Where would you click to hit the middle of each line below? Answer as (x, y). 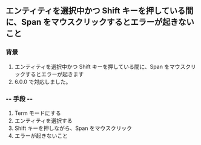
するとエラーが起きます (54, 74)
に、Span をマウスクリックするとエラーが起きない (100, 22)
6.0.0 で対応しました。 (43, 82)
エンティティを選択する (44, 120)
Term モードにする (38, 113)
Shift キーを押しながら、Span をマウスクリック (73, 128)
